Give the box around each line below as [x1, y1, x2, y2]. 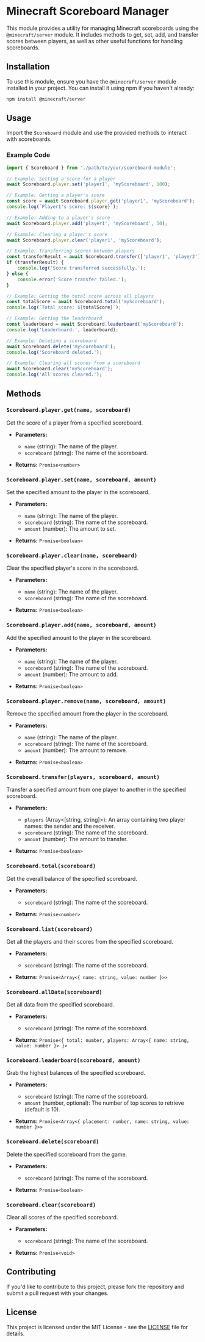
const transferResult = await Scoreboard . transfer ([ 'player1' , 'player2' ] [6, 254, 201, 260]
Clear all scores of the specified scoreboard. [6, 1214, 118, 1221]
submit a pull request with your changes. [6, 1289, 109, 1297]
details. [6, 1330, 25, 1337]
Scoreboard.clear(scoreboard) [6, 1201, 96, 1208]
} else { [6, 270, 29, 277]
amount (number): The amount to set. [24, 525, 117, 533]
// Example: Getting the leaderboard [6, 315, 103, 321]
